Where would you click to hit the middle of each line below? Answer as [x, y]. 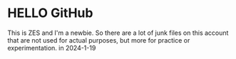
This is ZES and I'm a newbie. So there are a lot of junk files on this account [118, 33]
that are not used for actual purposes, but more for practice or [99, 40]
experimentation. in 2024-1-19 [52, 48]
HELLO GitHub [50, 13]
